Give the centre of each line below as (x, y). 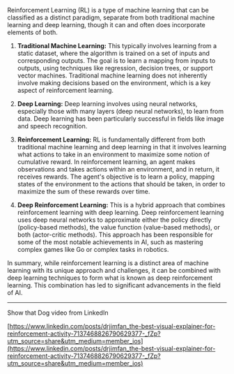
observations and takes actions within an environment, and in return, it (118, 169)
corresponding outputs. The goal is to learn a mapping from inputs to (116, 61)
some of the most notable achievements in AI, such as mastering (110, 242)
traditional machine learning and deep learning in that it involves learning (122, 147)
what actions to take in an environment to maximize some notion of (114, 154)
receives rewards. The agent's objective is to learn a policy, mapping (116, 177)
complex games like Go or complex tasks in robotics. (93, 249)
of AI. (15, 293)
